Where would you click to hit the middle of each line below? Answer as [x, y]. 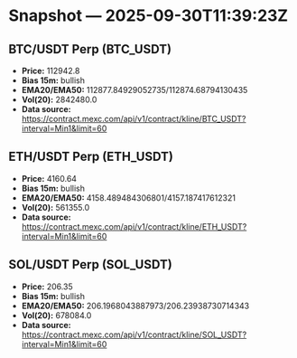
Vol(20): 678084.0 [56, 315]
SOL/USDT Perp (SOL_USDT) [90, 264]
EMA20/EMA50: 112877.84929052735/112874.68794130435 [135, 90]
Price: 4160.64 [49, 178]
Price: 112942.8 [51, 71]
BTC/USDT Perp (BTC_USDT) [90, 49]
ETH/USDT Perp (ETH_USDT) [91, 157]
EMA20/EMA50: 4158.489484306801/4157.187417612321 [129, 198]
